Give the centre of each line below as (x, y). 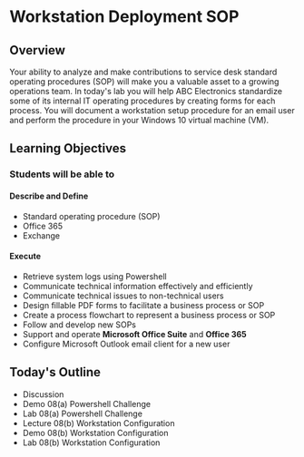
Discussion (43, 394)
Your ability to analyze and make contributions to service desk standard (143, 72)
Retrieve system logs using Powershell (94, 276)
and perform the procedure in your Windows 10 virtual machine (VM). (139, 120)
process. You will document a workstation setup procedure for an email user (152, 110)
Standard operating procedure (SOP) (91, 216)
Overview (38, 50)
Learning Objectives (68, 148)
